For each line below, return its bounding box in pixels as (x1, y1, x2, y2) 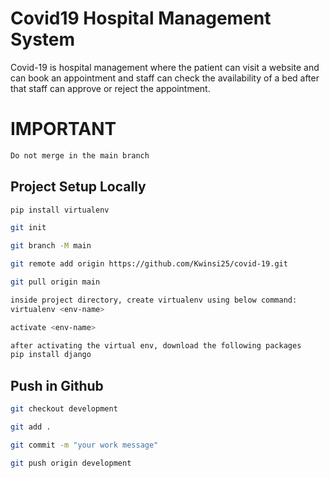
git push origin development (10, 458, 132, 468)
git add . (10, 422, 52, 432)
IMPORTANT (10, 118, 117, 141)
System (10, 28, 76, 51)
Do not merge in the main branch (10, 150, 150, 161)
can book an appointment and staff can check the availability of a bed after (10, 72, 320, 84)
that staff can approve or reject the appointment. (10, 82, 211, 94)
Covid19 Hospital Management (10, 7, 272, 30)
